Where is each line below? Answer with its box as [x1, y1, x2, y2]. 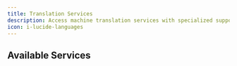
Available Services [7, 49, 91, 61]
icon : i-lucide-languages [7, 23, 83, 30]
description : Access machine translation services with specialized [7, 17, 213, 24]
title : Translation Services [7, 10, 93, 18]
